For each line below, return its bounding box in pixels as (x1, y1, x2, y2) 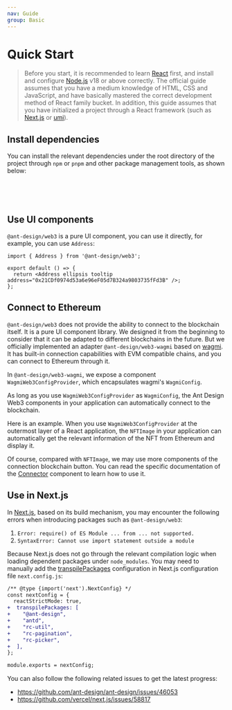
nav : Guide (7, 10, 39, 17)
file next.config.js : (7, 571, 64, 580)
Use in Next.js (7, 490, 69, 502)
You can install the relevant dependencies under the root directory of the (7, 152, 215, 160)
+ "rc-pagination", (7, 630, 73, 637)
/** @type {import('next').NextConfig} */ (7, 585, 132, 592)
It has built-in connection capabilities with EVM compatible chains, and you (7, 349, 222, 357)
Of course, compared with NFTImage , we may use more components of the (7, 454, 218, 463)
